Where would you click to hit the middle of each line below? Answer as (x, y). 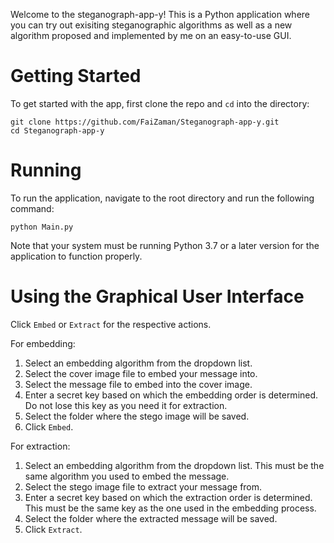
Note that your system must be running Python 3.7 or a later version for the (165, 245)
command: (32, 208)
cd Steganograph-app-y (57, 130)
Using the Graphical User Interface (157, 296)
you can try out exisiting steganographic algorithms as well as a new (151, 25)
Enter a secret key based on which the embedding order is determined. (171, 395)
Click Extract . (53, 529)
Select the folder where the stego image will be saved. (137, 416)
